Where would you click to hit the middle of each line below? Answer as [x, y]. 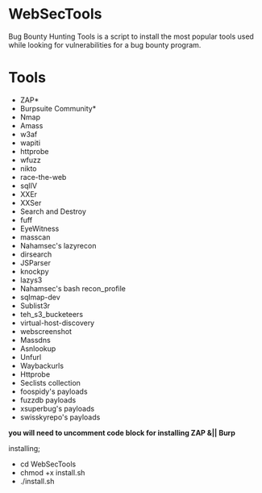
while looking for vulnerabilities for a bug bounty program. [105, 44]
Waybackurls [42, 366]
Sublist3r [35, 305]
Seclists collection [50, 382]
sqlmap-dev [40, 297]
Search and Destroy [53, 211]
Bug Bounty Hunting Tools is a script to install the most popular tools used [131, 36]
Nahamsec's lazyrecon [58, 245]
